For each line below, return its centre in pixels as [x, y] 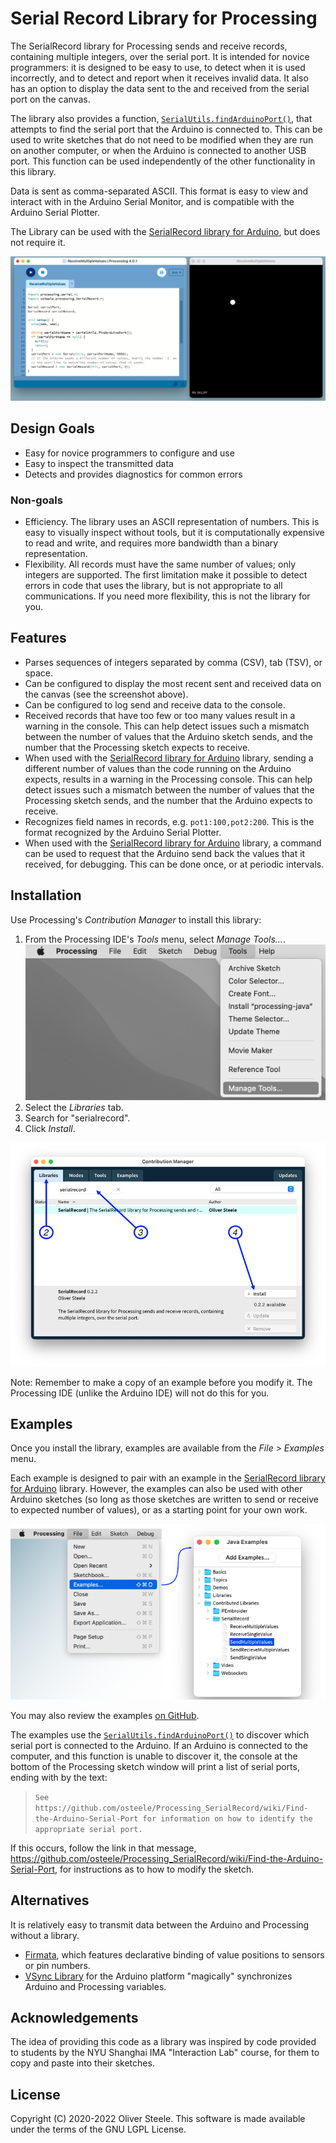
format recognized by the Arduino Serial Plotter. [123, 832]
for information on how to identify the [227, 1818]
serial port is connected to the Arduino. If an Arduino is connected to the [159, 1745]
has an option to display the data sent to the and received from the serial [160, 88]
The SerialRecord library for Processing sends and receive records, [149, 46]
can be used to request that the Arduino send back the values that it [165, 853]
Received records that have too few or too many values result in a [160, 715]
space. [38, 673]
